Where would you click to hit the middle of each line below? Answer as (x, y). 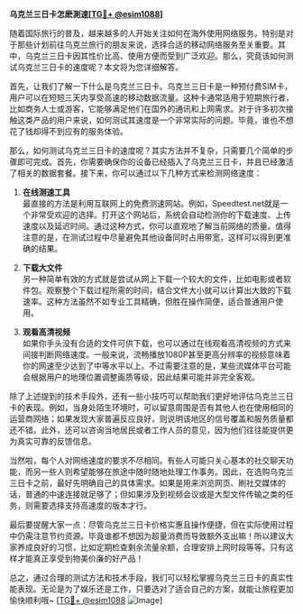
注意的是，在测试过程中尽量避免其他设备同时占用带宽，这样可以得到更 (153, 237)
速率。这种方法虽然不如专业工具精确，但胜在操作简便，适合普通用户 (149, 302)
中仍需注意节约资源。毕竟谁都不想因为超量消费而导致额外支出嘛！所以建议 (147, 536)
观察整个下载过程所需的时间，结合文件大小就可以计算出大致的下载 (169, 290)
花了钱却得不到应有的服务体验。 (69, 131)
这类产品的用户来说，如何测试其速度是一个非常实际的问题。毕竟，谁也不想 (155, 120)
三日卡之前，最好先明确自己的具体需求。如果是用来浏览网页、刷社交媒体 (143, 483)
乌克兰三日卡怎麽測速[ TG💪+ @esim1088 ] (87, 14)
